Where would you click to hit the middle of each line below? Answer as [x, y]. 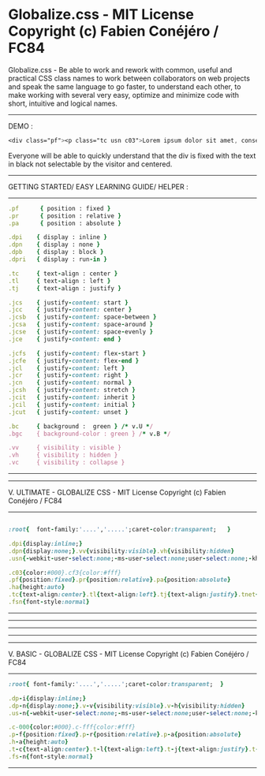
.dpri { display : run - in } [58, 259]
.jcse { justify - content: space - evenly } [81, 332]
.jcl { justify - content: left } [67, 368]
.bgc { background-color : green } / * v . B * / [90, 434]
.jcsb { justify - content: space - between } [82, 317]
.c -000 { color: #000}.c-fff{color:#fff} [72, 727]
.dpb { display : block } [56, 252]
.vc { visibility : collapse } [67, 463]
